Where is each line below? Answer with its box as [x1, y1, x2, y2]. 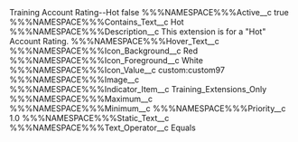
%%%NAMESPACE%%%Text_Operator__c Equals [9, 122, 196, 133]
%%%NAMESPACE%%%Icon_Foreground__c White [9, 55, 203, 65]
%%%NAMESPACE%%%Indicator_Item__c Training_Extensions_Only [9, 84, 267, 94]
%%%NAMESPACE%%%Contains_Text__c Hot [9, 16, 184, 27]
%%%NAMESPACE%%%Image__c [9, 74, 140, 85]
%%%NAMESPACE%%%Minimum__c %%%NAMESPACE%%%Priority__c [9, 103, 286, 114]
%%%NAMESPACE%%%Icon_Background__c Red [9, 45, 199, 56]
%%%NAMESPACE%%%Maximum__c [9, 93, 154, 104]
